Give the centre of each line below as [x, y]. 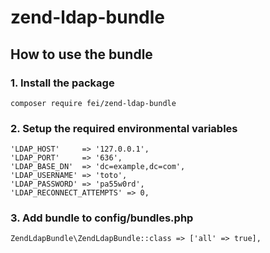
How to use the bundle [81, 54]
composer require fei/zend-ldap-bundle [93, 103]
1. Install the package [62, 83]
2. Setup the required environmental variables [124, 128]
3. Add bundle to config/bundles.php [102, 218]
